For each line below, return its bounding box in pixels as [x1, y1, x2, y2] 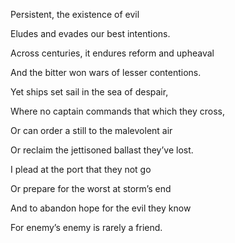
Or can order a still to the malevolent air [10, 125, 173, 136]
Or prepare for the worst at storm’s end [10, 183, 172, 194]
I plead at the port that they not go [10, 164, 152, 175]
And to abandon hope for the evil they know [10, 202, 192, 214]
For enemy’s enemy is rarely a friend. [10, 222, 163, 233]
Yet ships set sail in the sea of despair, [10, 86, 169, 98]
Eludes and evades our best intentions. [10, 28, 171, 39]
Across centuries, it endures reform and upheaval [10, 47, 215, 59]
